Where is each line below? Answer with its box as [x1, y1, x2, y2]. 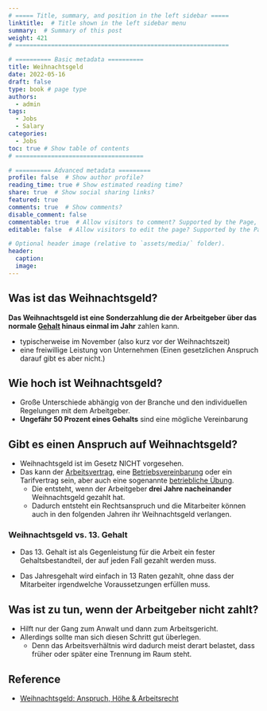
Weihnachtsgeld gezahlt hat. [31, 493, 126, 502]
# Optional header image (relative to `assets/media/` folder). [8, 240, 226, 248]
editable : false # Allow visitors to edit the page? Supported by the [8, 225, 250, 233]
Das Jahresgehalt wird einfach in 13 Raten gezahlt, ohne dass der [19, 571, 234, 581]
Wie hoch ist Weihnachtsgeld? [8, 376, 163, 390]
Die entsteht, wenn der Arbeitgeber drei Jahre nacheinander [31, 484, 232, 494]
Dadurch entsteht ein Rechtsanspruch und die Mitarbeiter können [31, 501, 246, 510]
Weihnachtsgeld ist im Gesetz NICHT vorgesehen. [19, 459, 184, 468]
